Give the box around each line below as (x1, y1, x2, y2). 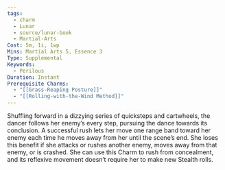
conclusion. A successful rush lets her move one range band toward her (7, 126, 211, 134)
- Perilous (13, 67, 45, 74)
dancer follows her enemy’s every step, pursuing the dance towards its (7, 119, 208, 127)
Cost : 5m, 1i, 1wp (7, 42, 60, 49)
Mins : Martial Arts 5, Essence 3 (7, 49, 103, 56)
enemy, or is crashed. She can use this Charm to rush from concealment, (7, 148, 214, 156)
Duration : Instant (7, 73, 60, 81)
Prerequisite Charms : (7, 80, 69, 87)
